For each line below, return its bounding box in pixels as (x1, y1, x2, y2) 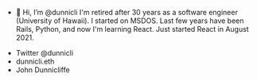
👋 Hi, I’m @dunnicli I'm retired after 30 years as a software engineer (15, 8, 239, 17)
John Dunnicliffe (15, 65, 70, 75)
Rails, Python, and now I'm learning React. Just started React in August (15, 25, 249, 33)
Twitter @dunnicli (15, 48, 74, 57)
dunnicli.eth (15, 56, 55, 66)
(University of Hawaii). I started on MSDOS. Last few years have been (15, 16, 244, 25)
